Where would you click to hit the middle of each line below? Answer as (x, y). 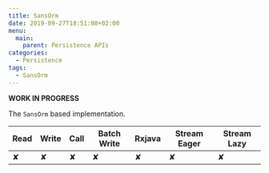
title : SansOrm (34, 16)
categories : (28, 53)
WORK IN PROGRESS (44, 98)
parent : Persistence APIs (66, 46)
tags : (17, 68)
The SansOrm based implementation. (67, 114)
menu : (17, 30)
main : (25, 38)
